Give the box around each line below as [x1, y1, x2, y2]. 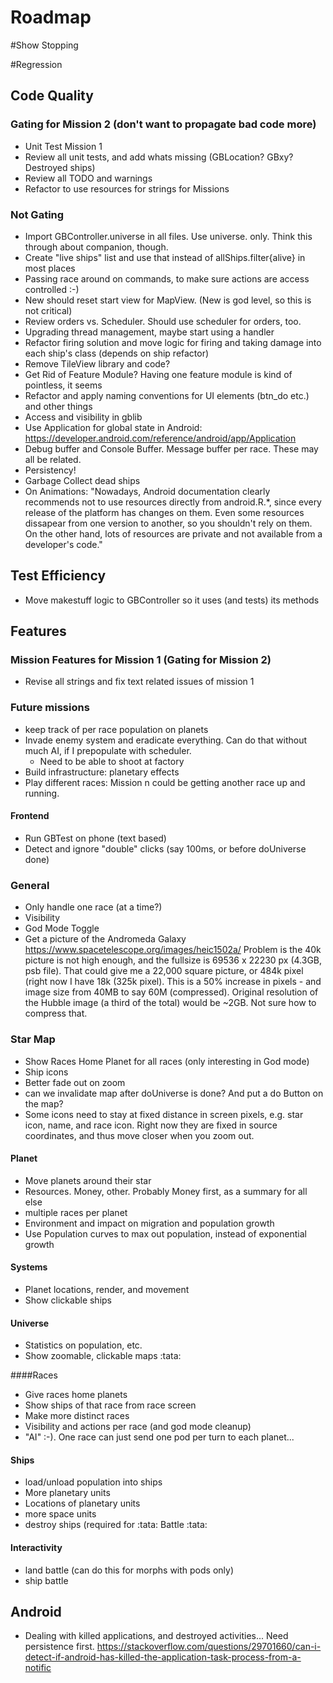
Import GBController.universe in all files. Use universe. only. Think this [24, 230, 313, 242]
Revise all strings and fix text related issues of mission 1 [24, 676, 255, 688]
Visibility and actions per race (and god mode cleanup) [24, 1421, 252, 1433]
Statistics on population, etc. [24, 1339, 143, 1351]
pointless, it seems [24, 379, 103, 391]
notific [24, 1662, 52, 1674]
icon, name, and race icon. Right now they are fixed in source [24, 1119, 278, 1131]
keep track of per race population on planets [24, 723, 209, 735]
